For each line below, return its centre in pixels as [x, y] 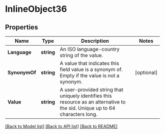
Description [95, 41]
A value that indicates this [89, 63]
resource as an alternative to [93, 102]
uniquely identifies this [86, 96]
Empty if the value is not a [90, 76]
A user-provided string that [92, 90]
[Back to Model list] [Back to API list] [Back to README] [61, 126]
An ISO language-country [90, 49]
